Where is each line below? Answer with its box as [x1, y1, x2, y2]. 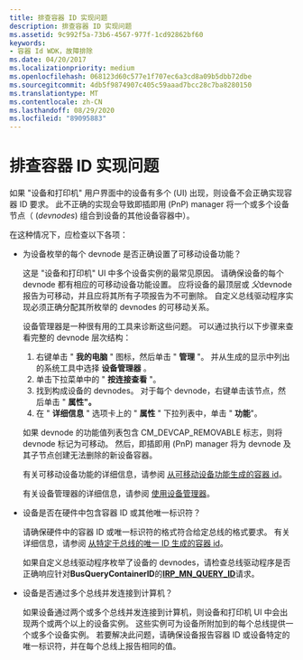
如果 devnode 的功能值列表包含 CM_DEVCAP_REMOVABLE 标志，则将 [22, 427, 283, 438]
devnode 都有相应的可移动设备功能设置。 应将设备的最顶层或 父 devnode [22, 279, 293, 290]
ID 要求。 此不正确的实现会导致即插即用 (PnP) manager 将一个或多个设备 [19, 199, 290, 210]
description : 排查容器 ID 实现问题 [9, 22, 133, 31]
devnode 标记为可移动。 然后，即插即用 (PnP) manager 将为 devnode [22, 438, 281, 449]
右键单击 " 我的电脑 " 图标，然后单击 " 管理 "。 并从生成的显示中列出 [35, 352, 290, 363]
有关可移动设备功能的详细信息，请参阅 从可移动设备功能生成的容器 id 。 [22, 469, 287, 480]
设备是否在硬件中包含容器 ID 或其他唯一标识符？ [22, 507, 201, 518]
